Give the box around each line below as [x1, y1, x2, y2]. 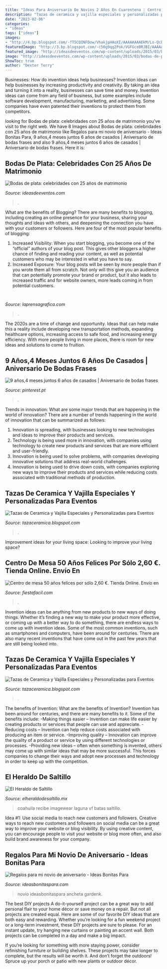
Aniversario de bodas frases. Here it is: [5, 145, 85, 151]
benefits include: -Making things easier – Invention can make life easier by [5, 716, 158, 722]
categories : [5, 21, 30, 26]
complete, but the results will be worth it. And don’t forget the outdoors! [5, 953, 152, 959]
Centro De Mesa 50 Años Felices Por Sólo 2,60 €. [5, 559, 161, 567]
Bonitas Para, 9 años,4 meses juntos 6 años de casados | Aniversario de [5, 134, 154, 140]
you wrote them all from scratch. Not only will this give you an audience [12, 267, 159, 273]
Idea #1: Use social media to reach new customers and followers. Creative [5, 815, 157, 821]
